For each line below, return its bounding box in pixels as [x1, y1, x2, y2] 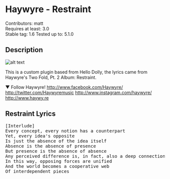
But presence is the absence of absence [5, 148, 107, 154]
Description [5, 46, 43, 54]
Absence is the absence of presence [5, 143, 96, 149]
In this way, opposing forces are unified [5, 158, 112, 164]
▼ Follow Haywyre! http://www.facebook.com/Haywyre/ [5, 84, 123, 90]
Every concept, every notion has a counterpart [5, 128, 125, 133]
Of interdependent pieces [5, 168, 70, 174]
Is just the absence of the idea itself [5, 138, 107, 144]
